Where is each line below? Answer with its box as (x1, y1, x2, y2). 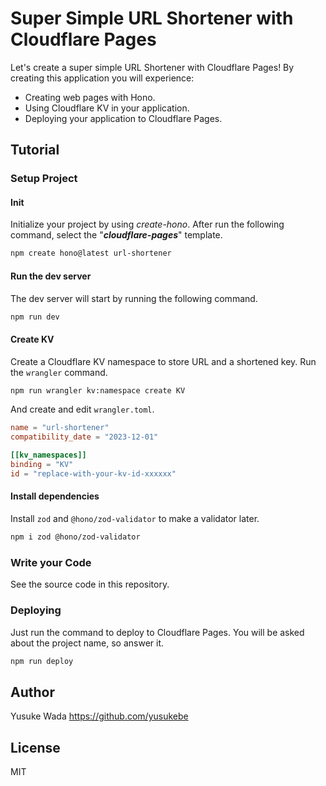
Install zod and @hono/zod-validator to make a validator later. (10, 513, 260, 525)
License (10, 739, 61, 756)
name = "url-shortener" (10, 423, 110, 433)
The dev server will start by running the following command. (10, 292, 258, 304)
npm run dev (10, 312, 60, 322)
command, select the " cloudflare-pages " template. (10, 229, 223, 241)
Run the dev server (10, 270, 92, 282)
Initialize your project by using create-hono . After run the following (10, 218, 285, 231)
